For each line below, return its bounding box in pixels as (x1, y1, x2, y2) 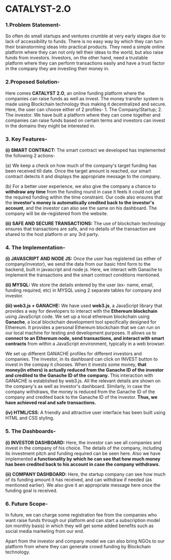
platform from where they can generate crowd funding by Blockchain (5, 543, 151, 549)
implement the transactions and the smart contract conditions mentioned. (5, 272, 160, 278)
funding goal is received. (5, 487, 58, 493)
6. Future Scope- (5, 500, 48, 507)
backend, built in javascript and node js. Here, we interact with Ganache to (5, 267, 162, 273)
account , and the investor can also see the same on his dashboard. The (5, 205, 157, 211)
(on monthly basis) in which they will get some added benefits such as (5, 523, 154, 529)
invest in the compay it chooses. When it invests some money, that (5, 361, 147, 368)
